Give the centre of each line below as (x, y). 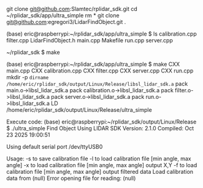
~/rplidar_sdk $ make (33, 52)
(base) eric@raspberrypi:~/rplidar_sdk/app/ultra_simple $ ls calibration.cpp (102, 34)
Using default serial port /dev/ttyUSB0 (55, 147)
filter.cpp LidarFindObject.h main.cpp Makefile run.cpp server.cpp (90, 40)
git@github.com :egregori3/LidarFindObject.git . (66, 22)
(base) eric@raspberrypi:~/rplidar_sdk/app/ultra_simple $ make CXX (93, 64)
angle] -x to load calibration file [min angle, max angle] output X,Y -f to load (102, 165)
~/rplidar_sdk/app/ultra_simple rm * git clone (63, 15)
